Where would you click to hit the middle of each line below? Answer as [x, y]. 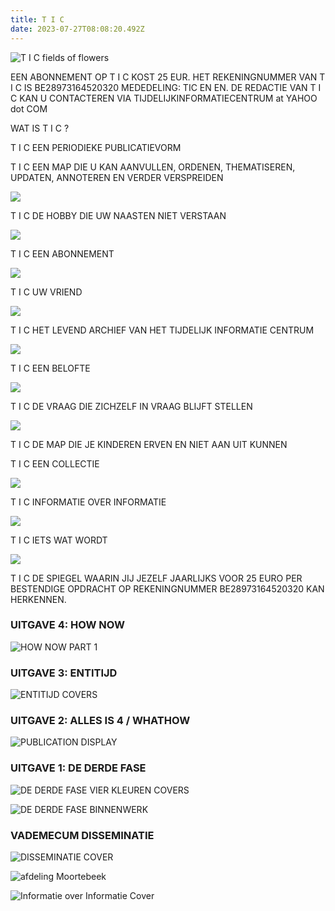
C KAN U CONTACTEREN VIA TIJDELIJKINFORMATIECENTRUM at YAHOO [164, 98]
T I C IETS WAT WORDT [59, 540]
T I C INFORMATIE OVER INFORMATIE [88, 502]
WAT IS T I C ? [40, 128]
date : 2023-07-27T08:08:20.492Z [77, 29]
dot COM [29, 108]
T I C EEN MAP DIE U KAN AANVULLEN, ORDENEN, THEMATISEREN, [153, 167]
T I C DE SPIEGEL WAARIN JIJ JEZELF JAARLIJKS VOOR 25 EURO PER [156, 578]
